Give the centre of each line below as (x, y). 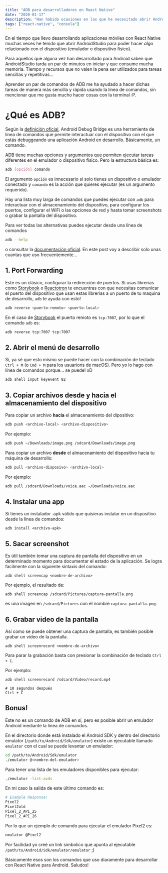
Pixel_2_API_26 (21, 816)
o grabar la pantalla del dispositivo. (41, 215)
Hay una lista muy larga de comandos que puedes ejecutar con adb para (79, 199)
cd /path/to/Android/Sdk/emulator (41, 755)
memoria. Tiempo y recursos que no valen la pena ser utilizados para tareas (83, 69)
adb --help (16, 240)
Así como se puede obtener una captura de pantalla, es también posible (79, 631)
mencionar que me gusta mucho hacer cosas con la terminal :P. (71, 95)
